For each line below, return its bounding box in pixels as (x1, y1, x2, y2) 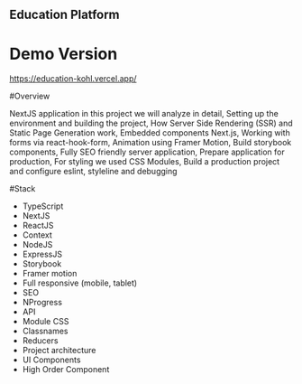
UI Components (22, 354, 81, 365)
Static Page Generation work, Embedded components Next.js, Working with (9, 127, 290, 138)
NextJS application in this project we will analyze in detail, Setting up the (9, 108, 279, 119)
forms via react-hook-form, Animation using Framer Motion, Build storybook (9, 137, 292, 148)
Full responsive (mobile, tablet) (22, 277, 138, 288)
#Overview (9, 90, 50, 102)
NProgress (22, 297, 63, 308)
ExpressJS (22, 248, 63, 260)
